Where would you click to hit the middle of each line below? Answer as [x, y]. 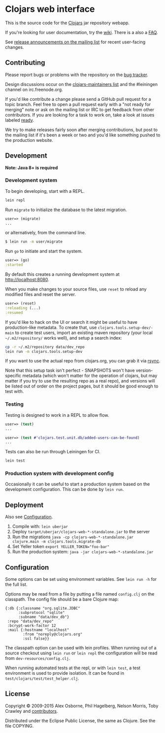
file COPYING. [19, 726]
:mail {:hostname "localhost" [38, 630]
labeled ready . [20, 120]
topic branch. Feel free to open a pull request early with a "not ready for [78, 104]
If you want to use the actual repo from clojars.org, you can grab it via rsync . [83, 361]
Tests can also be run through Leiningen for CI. [53, 452]
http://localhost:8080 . [27, 280]
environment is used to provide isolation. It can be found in [65, 673]
